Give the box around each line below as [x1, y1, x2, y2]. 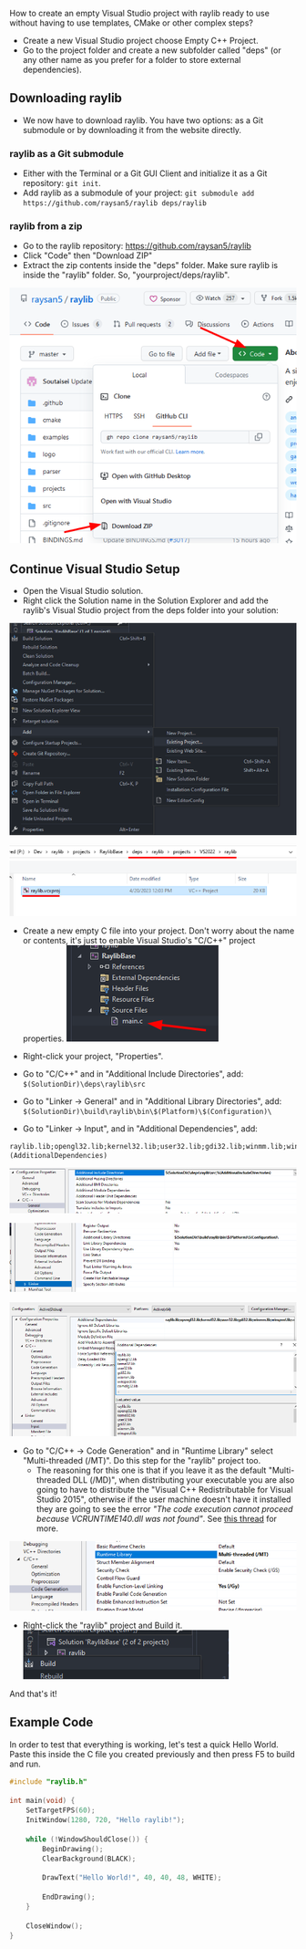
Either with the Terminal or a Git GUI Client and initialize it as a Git [22, 168, 268, 179]
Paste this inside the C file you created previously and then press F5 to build [9, 1748, 296, 1759]
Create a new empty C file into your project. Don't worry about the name [22, 925, 295, 936]
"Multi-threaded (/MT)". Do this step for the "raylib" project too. [22, 1454, 261, 1465]
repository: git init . [22, 178, 102, 189]
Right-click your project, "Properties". [22, 1051, 164, 1062]
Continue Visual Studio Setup [9, 561, 180, 577]
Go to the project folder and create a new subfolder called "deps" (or [22, 45, 281, 56]
